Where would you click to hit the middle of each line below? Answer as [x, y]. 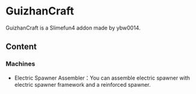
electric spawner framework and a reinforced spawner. [82, 84]
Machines [20, 64]
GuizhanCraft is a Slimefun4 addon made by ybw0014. [73, 28]
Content [21, 47]
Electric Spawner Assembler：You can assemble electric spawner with [102, 78]
